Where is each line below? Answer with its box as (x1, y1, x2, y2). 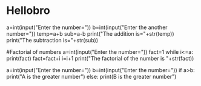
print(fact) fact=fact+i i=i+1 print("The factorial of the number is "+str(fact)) (6, 55, 194, 62)
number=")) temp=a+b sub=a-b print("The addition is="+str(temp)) (6, 30, 174, 37)
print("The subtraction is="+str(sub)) (6, 36, 99, 44)
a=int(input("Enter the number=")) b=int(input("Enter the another (6, 24, 168, 31)
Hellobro (6, 4, 50, 18)
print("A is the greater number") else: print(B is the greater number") (6, 73, 177, 80)
